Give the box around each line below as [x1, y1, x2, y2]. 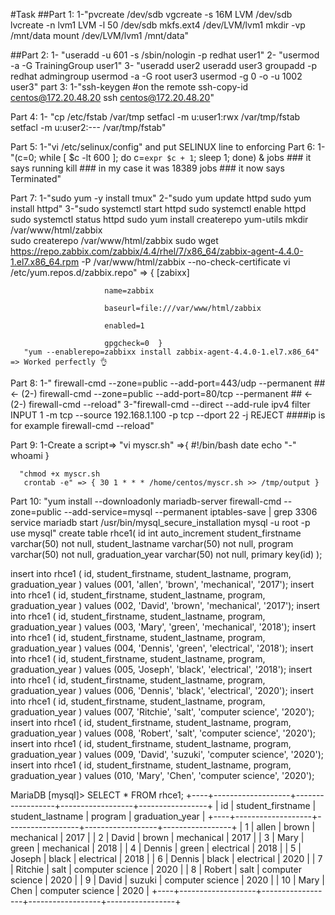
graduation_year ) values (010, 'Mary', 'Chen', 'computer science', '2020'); [10, 770, 315, 781]
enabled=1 [104, 321, 145, 331]
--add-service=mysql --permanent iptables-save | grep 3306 [63, 506, 318, 518]
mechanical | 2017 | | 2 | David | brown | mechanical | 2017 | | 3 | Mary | [10, 832, 305, 843]
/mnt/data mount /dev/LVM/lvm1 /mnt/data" [10, 30, 190, 41]
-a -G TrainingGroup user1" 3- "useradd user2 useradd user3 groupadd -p [10, 60, 318, 71]
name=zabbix [104, 286, 155, 296]
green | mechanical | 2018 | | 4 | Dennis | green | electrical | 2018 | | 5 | [10, 842, 302, 854]
